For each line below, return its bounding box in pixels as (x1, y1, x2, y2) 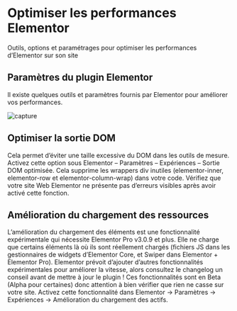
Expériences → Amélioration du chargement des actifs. (7, 295, 168, 304)
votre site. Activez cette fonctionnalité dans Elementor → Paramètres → (7, 288, 216, 297)
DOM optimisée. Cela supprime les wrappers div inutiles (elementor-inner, (7, 166, 224, 174)
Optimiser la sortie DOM (7, 132, 116, 145)
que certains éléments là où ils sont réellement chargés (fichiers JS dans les (7, 243, 231, 251)
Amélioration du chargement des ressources (7, 209, 209, 221)
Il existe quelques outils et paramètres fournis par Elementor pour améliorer (7, 90, 228, 98)
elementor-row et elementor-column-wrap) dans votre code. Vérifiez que (7, 174, 221, 182)
